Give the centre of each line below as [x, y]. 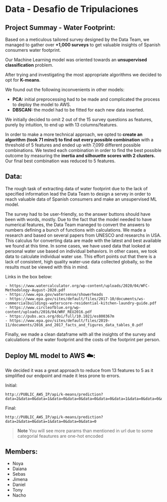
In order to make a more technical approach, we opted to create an [74, 134]
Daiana [20, 469]
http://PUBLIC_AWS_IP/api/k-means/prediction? [54, 417]
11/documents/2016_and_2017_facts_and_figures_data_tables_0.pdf [74, 325]
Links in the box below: [29, 276]
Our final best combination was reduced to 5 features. [60, 161]
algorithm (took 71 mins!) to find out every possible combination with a [79, 140]
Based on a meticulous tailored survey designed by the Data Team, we [77, 39]
